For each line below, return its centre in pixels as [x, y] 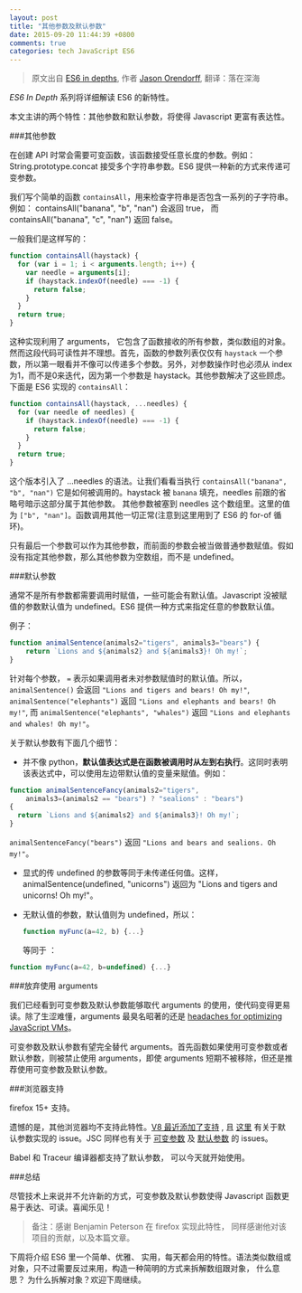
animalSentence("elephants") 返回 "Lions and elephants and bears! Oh [143, 701]
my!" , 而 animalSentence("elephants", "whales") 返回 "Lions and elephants [150, 712]
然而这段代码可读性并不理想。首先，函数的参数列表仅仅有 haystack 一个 [142, 353]
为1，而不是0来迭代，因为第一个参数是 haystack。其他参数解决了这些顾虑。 [150, 375]
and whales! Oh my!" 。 [52, 723]
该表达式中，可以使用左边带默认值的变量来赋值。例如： [125, 773]
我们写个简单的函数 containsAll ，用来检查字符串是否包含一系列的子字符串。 [151, 197]
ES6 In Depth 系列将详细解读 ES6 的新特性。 [92, 98]
